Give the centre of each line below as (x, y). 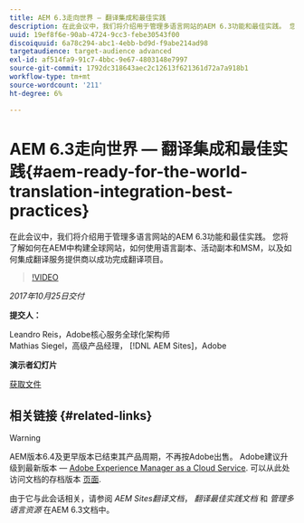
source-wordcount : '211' (56, 85)
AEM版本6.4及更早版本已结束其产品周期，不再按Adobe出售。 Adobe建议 (145, 457)
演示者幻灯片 (33, 365)
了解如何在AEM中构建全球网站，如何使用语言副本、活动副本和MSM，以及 (147, 248)
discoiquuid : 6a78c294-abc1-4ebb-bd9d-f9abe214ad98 (109, 43)
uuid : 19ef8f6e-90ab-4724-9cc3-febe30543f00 (95, 34)
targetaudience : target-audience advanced (90, 52)
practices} (50, 210)
